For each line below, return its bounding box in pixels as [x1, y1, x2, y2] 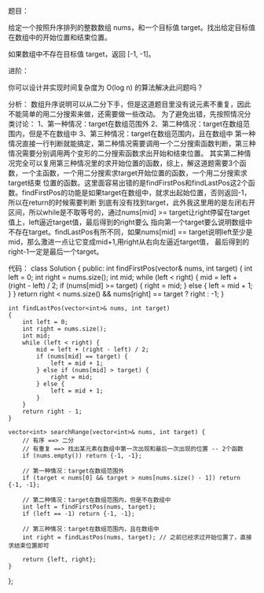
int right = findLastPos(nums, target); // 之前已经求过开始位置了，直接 [22, 533, 252, 541]
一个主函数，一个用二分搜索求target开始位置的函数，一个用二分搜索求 [21, 168, 247, 178]
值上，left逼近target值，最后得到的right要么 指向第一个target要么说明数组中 [8, 218, 253, 227]
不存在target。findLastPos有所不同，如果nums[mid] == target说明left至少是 [8, 227, 253, 237]
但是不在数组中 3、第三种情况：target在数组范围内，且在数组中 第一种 [28, 129, 256, 138]
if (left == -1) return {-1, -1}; [22, 510, 135, 517]
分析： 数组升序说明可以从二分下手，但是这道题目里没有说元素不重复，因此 [8, 100, 251, 109]
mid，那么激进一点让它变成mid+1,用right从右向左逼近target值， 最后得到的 [8, 238, 250, 246]
